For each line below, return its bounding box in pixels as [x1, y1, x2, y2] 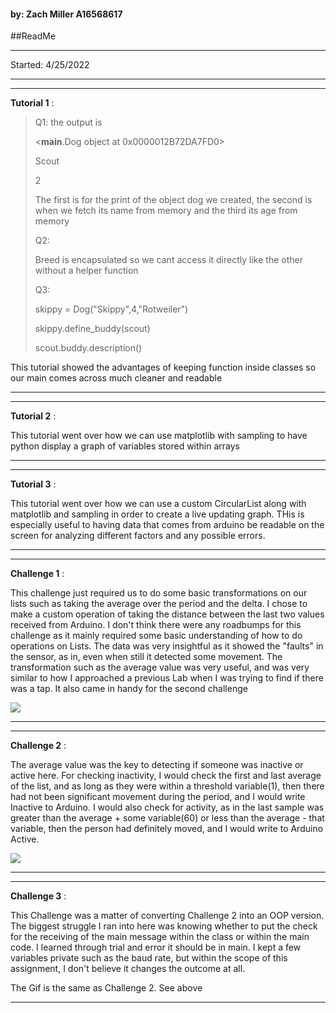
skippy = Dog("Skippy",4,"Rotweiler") [34, 303, 189, 315]
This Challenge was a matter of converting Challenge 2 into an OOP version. [10, 910, 325, 922]
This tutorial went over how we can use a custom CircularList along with [10, 498, 307, 510]
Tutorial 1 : [10, 97, 55, 109]
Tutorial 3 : [10, 478, 57, 490]
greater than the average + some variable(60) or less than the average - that [10, 812, 325, 824]
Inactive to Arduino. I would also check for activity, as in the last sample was [10, 801, 325, 814]
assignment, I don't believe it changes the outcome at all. [10, 963, 246, 975]
